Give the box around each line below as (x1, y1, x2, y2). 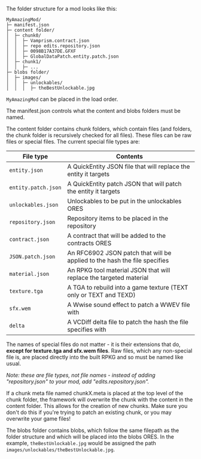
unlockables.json (9, 201, 59, 208)
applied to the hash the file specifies (67, 257, 169, 264)
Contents (115, 153, 144, 160)
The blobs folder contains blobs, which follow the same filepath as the (6, 427, 179, 434)
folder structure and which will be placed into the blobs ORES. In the (6, 433, 175, 440)
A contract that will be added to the (67, 231, 166, 240)
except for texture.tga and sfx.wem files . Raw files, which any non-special (6, 347, 193, 354)
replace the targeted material (67, 273, 148, 282)
